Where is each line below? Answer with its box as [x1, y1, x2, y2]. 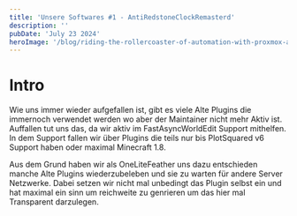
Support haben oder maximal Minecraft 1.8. [9, 142, 166, 153]
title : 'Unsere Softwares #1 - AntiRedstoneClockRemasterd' [9, 12, 236, 22]
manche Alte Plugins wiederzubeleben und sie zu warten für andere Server [9, 168, 283, 179]
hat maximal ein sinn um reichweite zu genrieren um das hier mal [9, 187, 246, 198]
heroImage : [9, 37, 49, 47]
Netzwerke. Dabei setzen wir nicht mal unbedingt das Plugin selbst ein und [9, 178, 282, 189]
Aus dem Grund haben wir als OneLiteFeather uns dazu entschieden [9, 160, 258, 170]
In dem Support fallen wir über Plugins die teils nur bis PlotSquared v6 [9, 133, 265, 144]
